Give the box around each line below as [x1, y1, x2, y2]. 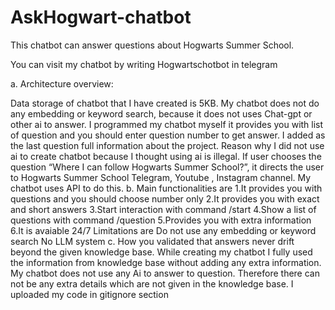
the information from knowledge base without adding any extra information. [10, 256, 322, 268]
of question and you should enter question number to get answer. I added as [10, 129, 326, 141]
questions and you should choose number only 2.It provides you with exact [10, 192, 320, 205]
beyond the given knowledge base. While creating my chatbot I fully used [10, 246, 313, 258]
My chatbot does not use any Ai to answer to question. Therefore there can [10, 267, 320, 279]
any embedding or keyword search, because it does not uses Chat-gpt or [10, 107, 313, 120]
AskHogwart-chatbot [10, 6, 192, 29]
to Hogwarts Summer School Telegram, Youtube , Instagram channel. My [10, 171, 312, 183]
